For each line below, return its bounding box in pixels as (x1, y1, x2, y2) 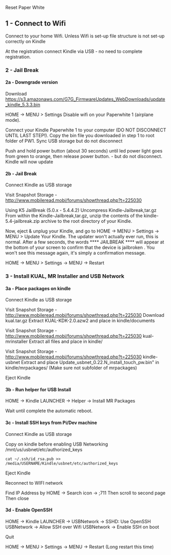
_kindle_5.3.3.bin (5, 101, 41, 107)
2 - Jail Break (5, 66, 39, 73)
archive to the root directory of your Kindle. (41, 218, 132, 224)
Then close (5, 495, 29, 501)
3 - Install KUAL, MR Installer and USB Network (5, 273, 125, 280)
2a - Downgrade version (5, 79, 58, 85)
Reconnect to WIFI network (5, 480, 63, 486)
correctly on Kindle (5, 38, 46, 44)
